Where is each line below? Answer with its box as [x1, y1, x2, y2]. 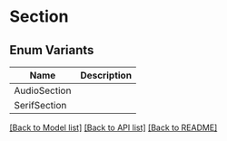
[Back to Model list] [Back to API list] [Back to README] [9, 122, 218, 133]
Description [80, 70, 133, 81]
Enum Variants [9, 42, 94, 58]
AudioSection [14, 84, 72, 97]
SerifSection [14, 99, 67, 111]
